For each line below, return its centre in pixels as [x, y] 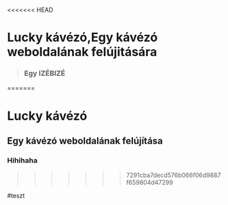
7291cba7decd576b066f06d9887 [174, 175]
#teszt [16, 196]
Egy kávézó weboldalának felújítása [85, 141]
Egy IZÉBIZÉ [45, 73]
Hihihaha [22, 160]
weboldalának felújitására [82, 52]
